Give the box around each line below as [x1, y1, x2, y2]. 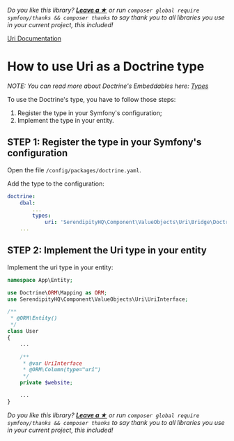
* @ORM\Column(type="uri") [22, 366, 101, 373]
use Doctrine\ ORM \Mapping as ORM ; [7, 289, 108, 296]
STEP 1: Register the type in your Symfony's [7, 136, 202, 149]
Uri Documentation [7, 34, 61, 43]
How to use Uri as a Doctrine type [7, 59, 205, 75]
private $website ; [19, 380, 73, 387]
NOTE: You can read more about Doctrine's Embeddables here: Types [7, 82, 209, 90]
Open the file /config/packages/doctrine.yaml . [7, 165, 141, 174]
